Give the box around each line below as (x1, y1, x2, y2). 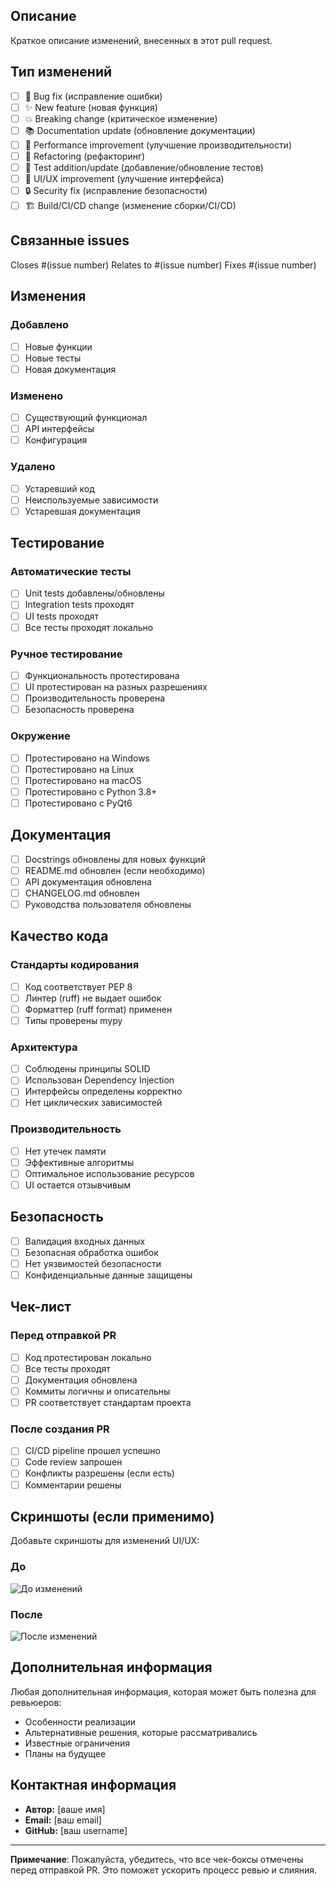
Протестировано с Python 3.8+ (24, 785, 158, 798)
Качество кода (10, 928, 109, 945)
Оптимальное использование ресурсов (24, 1167, 195, 1179)
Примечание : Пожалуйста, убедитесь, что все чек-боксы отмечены (10, 1853, 304, 1865)
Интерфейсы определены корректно (24, 1085, 183, 1098)
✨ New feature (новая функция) (24, 101, 158, 113)
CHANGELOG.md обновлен (24, 887, 140, 899)
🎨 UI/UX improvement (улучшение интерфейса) (24, 173, 225, 184)
